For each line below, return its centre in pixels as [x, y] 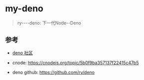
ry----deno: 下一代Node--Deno [49, 23]
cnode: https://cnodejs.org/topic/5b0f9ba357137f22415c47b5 [75, 63]
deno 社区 [23, 53]
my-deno [24, 9]
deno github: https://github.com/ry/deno [53, 72]
